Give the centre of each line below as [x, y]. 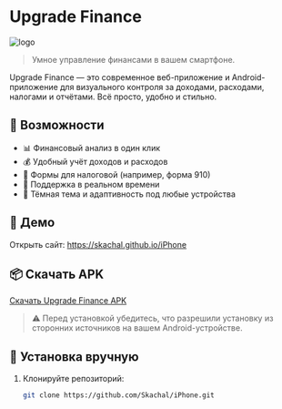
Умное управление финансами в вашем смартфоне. [133, 59]
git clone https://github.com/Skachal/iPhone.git [119, 395]
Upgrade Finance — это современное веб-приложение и [120, 77]
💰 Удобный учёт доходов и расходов [95, 161]
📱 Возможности [57, 125]
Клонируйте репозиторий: [73, 379]
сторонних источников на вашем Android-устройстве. [137, 328]
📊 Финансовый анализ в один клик [91, 148]
